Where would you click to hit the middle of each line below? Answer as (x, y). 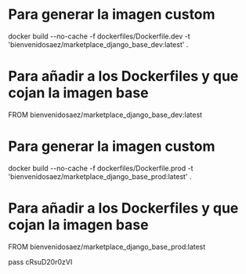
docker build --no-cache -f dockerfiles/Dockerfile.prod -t (101, 168)
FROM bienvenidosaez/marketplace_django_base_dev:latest (105, 115)
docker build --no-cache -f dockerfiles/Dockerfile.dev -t (99, 36)
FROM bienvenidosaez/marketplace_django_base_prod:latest (107, 247)
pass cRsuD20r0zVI (40, 261)
